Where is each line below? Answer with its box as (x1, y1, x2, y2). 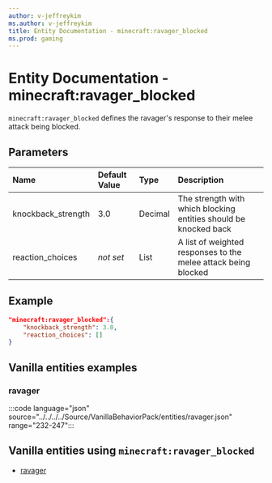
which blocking (177, 203, 236, 214)
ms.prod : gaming (8, 34, 63, 43)
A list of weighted (177, 236, 244, 248)
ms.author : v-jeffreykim (8, 19, 92, 28)
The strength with (177, 193, 245, 204)
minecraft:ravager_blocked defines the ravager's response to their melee (8, 113, 253, 123)
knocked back (177, 223, 232, 235)
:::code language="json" (8, 404, 90, 413)
